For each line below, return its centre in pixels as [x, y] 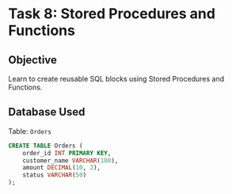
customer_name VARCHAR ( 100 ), [70, 160]
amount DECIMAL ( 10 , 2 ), [62, 168]
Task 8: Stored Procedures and [112, 14]
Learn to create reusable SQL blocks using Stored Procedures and [116, 79]
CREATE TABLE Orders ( [46, 146]
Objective [33, 60]
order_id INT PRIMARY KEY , [67, 153]
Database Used [47, 112]
